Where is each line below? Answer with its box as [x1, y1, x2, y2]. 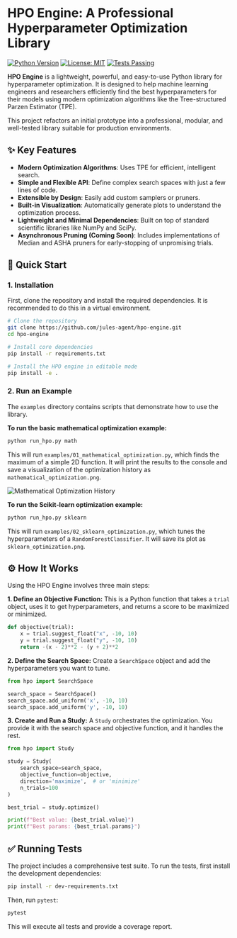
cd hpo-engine [7, 331, 50, 338]
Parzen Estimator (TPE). [7, 102, 77, 111]
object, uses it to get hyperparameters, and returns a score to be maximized [7, 603, 229, 611]
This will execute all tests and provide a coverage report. [7, 922, 173, 930]
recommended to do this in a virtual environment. [7, 303, 151, 313]
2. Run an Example [7, 386, 72, 396]
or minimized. [7, 610, 47, 618]
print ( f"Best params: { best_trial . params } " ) [7, 823, 141, 830]
